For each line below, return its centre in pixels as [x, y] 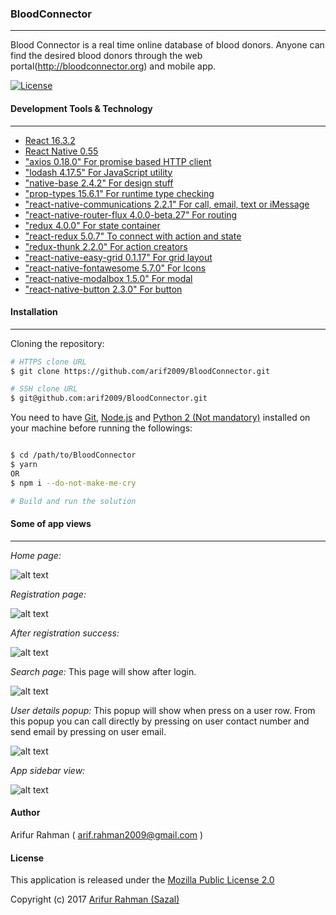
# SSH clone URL [44, 389]
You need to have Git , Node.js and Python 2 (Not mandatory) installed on [160, 418]
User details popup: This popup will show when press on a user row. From [163, 710]
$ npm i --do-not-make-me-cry [73, 483]
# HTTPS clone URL [48, 362]
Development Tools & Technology [81, 108]
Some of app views [51, 524]
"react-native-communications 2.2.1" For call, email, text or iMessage [167, 204]
